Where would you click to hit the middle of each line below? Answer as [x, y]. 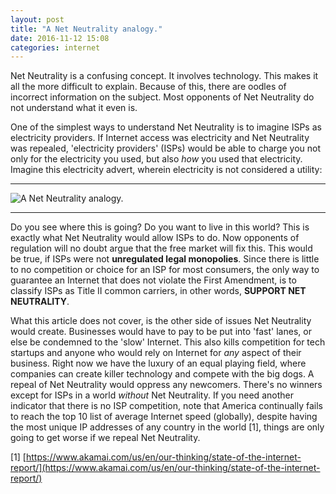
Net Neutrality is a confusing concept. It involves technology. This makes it [164, 76]
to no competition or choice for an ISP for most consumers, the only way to [165, 270]
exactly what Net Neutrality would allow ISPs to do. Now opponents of [155, 238]
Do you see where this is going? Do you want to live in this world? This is [160, 227]
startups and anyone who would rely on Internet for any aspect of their [156, 353]
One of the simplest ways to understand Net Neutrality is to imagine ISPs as [166, 127]
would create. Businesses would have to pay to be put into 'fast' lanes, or [161, 332]
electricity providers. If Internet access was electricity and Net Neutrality [160, 138]
